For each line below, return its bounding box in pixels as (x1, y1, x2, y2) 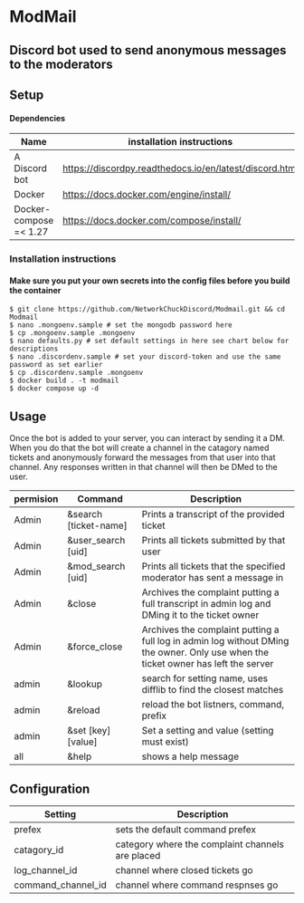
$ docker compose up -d (9, 384, 100, 393)
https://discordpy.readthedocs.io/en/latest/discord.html (62, 162, 299, 175)
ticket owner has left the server (141, 658, 274, 670)
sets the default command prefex (115, 822, 256, 835)
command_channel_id (14, 879, 107, 891)
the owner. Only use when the (141, 646, 270, 658)
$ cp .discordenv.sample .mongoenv (9, 369, 144, 378)
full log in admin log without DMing (141, 635, 290, 648)
